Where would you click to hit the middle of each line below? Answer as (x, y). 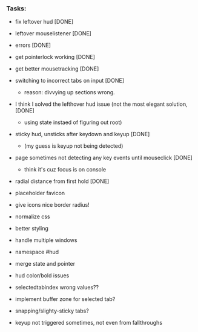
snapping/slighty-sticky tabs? (52, 311)
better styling (31, 229)
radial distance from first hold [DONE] (62, 181)
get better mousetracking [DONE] (57, 69)
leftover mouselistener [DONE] (53, 33)
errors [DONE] (33, 45)
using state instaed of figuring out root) (73, 122)
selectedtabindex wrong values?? (57, 288)
